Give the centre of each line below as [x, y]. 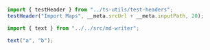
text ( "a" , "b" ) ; [30, 41]
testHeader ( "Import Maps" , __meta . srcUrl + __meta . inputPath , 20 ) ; [106, 16]
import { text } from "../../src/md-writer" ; [73, 28]
